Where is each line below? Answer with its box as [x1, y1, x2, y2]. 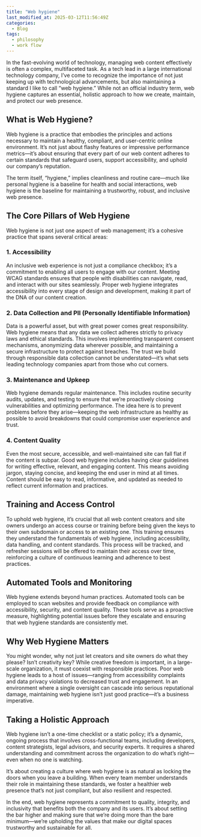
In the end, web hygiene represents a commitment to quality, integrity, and [6, 798, 190, 806]
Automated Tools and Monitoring [6, 577, 132, 587]
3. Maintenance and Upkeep [6, 376, 90, 384]
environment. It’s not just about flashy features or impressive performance [6, 143, 190, 150]
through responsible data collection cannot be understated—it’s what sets [6, 354, 189, 361]
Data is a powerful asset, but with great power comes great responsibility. [6, 322, 189, 330]
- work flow [11, 43, 42, 49]
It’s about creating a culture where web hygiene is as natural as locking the [6, 767, 191, 774]
